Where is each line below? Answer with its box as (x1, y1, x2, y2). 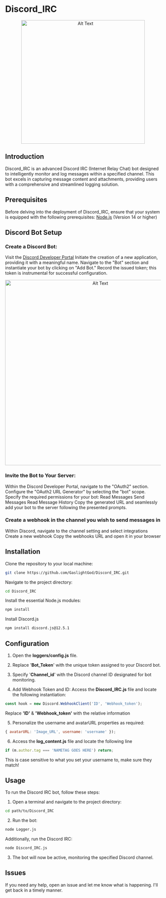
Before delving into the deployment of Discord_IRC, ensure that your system (5, 209, 160, 214)
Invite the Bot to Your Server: (5, 472, 76, 479)
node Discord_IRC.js (5, 846, 48, 851)
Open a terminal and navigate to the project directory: (12, 799, 122, 805)
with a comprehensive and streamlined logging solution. (5, 181, 120, 187)
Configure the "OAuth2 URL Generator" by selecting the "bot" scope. (5, 488, 146, 495)
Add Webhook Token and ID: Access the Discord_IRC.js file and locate (12, 686, 157, 692)
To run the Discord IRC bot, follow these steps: (5, 789, 100, 795)
